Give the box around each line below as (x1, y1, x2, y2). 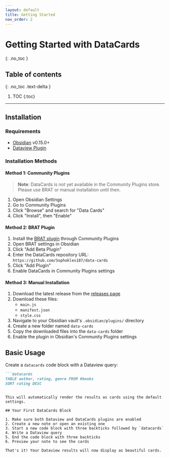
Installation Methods (5, 158, 57, 165)
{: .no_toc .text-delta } (5, 84, 51, 90)
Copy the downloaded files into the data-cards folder (12, 328, 123, 334)
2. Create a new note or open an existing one (5, 421, 105, 426)
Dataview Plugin (12, 145, 47, 151)
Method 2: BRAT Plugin (5, 224, 55, 231)
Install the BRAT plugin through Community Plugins (12, 236, 119, 242)
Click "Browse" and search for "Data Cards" (12, 207, 105, 213)
